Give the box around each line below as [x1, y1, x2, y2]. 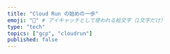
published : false [7, 36, 58, 43]
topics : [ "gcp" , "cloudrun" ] [7, 29, 93, 37]
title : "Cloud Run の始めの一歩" [7, 10, 99, 18]
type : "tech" [7, 23, 46, 30]
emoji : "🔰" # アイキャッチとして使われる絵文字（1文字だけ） [7, 17, 166, 24]
